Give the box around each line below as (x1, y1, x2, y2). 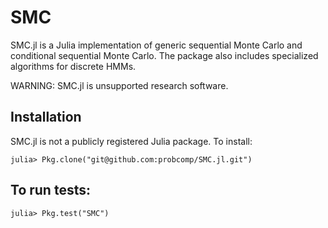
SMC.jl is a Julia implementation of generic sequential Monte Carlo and (10, 39, 303, 51)
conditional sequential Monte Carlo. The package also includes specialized (10, 49, 319, 61)
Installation (10, 109, 82, 126)
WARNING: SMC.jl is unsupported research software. (10, 79, 229, 91)
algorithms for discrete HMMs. (10, 60, 137, 72)
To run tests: (10, 182, 91, 199)
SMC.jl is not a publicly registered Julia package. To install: (10, 135, 253, 147)
